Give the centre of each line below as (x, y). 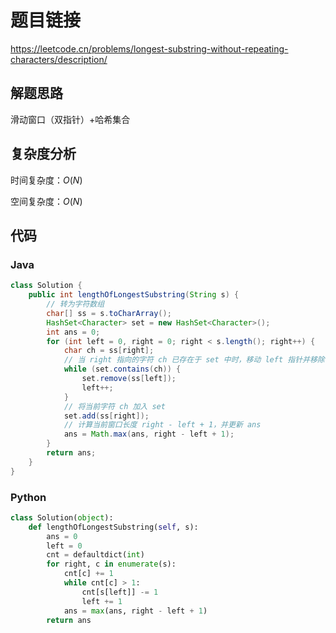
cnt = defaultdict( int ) (95, 555)
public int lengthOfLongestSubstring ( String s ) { (134, 295)
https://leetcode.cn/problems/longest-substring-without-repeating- (149, 48)
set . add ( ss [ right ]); (106, 416)
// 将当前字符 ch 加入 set (114, 406)
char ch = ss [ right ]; (109, 351)
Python (28, 497)
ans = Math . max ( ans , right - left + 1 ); (149, 434)
